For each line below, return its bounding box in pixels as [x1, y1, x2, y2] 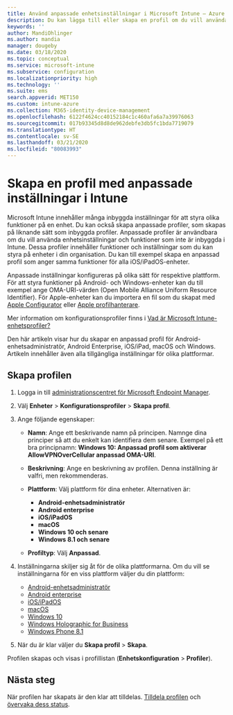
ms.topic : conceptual [7, 56, 70, 62]
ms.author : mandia [7, 36, 60, 43]
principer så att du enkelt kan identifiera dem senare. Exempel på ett [27, 435, 223, 444]
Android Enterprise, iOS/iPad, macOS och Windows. [67, 342, 216, 351]
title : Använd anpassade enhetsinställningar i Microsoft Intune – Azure [7, 10, 225, 17]
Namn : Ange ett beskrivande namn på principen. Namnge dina [27, 428, 207, 437]
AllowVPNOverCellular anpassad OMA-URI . [27, 451, 156, 459]
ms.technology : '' [7, 81, 60, 88]
